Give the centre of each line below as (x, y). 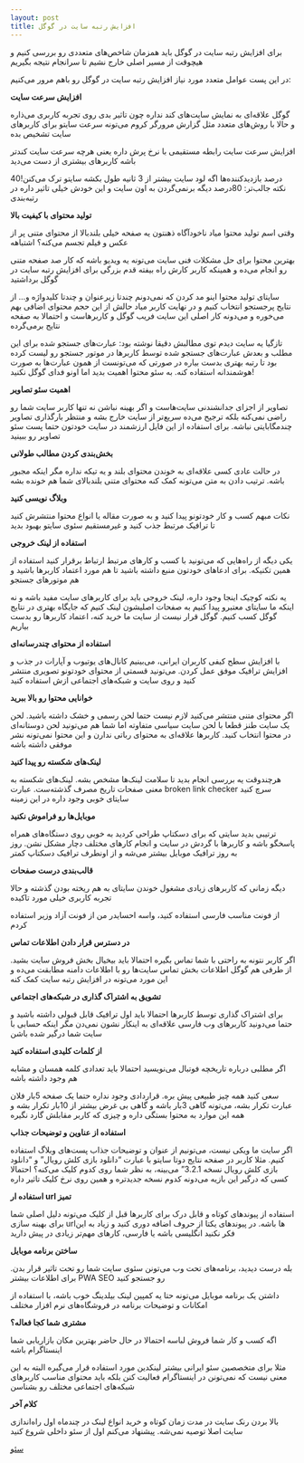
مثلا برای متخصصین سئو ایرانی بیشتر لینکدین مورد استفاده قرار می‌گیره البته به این (148, 1367)
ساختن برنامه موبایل (44, 1250)
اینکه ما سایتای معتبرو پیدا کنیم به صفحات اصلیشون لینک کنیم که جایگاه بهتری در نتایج (152, 607)
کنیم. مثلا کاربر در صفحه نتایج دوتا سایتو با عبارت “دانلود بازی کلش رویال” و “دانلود (147, 1159)
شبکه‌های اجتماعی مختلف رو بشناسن (72, 1386)
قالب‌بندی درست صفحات (52, 870)
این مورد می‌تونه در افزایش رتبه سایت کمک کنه (89, 979)
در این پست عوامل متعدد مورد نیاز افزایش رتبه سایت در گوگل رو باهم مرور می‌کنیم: (151, 79)
